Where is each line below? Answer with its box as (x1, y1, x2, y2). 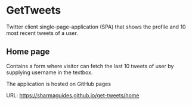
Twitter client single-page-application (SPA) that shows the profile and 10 (6, 23, 186, 30)
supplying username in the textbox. (6, 69, 93, 76)
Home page (6, 47, 50, 57)
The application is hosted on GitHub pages (6, 80, 112, 87)
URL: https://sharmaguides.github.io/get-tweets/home (6, 91, 140, 98)
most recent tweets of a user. (6, 29, 79, 36)
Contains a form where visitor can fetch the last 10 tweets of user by (6, 62, 174, 69)
